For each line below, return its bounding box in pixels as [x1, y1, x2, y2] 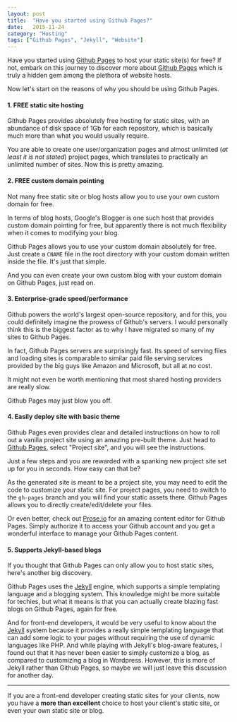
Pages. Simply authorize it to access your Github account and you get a [7, 521, 215, 530]
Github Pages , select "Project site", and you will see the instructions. [7, 443, 206, 451]
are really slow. [7, 382, 51, 391]
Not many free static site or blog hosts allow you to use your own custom [7, 192, 220, 201]
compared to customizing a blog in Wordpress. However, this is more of [7, 656, 216, 665]
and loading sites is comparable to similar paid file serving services [7, 354, 203, 362]
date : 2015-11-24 [7, 23, 65, 30]
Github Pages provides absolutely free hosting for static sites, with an [7, 117, 209, 125]
